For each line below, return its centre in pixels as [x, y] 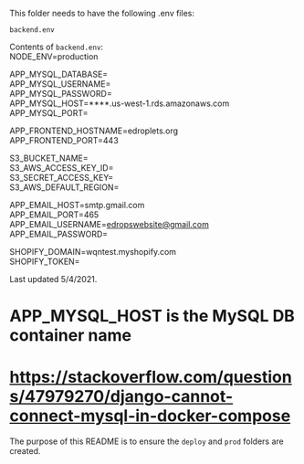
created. [25, 451]
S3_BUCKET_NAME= [49, 158]
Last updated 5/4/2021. [53, 279]
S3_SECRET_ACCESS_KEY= [62, 178]
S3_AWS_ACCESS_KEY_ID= [62, 168]
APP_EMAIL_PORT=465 [54, 215]
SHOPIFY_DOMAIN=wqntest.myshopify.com [93, 252]
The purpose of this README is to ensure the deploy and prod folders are [147, 441]
